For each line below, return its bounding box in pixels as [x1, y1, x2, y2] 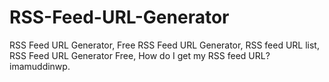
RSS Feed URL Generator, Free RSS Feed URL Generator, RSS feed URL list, [9, 39, 320, 51]
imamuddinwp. [9, 60, 71, 72]
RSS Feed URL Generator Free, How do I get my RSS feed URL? [9, 49, 271, 61]
